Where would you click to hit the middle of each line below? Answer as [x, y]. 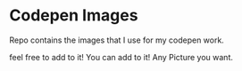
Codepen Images [74, 16]
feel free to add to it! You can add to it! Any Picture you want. [121, 57]
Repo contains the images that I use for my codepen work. [117, 40]
